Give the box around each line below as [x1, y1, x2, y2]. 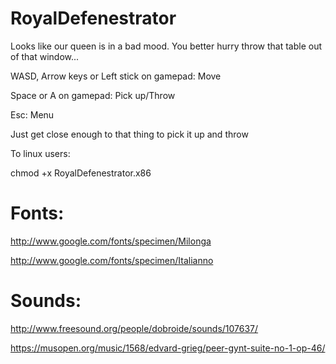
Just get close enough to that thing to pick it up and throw [10, 128, 249, 140]
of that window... [10, 50, 80, 62]
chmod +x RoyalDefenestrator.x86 [10, 167, 152, 179]
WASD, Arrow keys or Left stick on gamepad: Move [10, 70, 222, 82]
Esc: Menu [10, 108, 55, 121]
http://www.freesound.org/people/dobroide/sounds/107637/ [10, 322, 259, 334]
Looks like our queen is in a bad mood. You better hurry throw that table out [10, 40, 323, 52]
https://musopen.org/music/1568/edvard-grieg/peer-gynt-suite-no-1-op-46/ [10, 342, 326, 354]
